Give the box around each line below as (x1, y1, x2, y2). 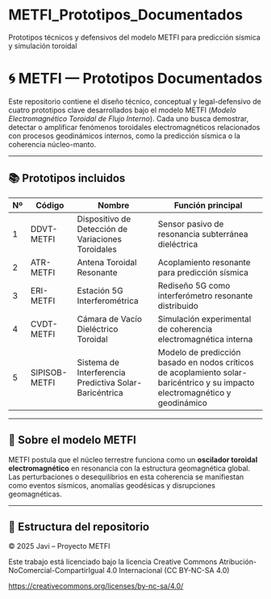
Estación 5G (77, 285, 123, 296)
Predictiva (77, 377, 115, 388)
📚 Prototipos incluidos (8, 171, 126, 185)
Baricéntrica (77, 386, 123, 398)
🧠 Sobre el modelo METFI (8, 433, 137, 447)
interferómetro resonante (157, 289, 253, 301)
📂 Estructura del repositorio (8, 520, 150, 534)
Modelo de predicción (157, 346, 241, 357)
